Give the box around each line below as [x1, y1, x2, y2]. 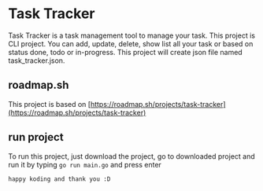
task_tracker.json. [8, 56, 65, 65]
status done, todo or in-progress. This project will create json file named [8, 47, 243, 57]
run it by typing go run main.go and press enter [8, 160, 161, 169]
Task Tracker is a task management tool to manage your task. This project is [8, 31, 256, 40]
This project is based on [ [8, 99, 91, 108]
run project [8, 130, 65, 144]
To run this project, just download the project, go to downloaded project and [8, 151, 256, 161]
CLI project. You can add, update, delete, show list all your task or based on [8, 39, 254, 48]
